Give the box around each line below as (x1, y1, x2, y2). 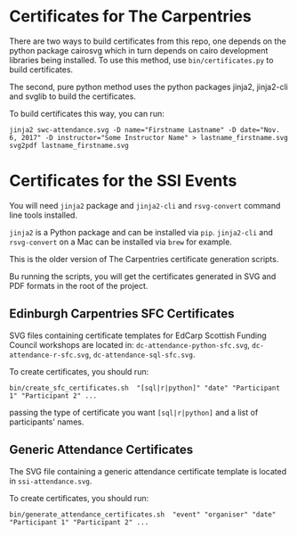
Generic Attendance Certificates (9, 442, 194, 458)
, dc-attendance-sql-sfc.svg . (88, 349, 196, 359)
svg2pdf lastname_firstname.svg (9, 141, 129, 150)
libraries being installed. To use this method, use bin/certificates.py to (9, 54, 274, 65)
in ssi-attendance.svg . (9, 475, 92, 486)
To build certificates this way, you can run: (9, 108, 165, 119)
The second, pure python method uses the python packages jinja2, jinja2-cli (9, 81, 289, 92)
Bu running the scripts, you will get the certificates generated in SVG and (9, 270, 277, 282)
